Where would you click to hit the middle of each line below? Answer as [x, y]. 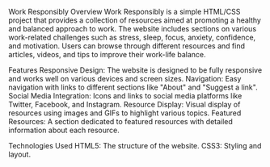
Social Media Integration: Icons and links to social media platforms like [125, 96]
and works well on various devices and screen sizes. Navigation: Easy [125, 79]
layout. [19, 154]
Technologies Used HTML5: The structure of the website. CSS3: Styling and [135, 146]
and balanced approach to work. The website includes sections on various [133, 29]
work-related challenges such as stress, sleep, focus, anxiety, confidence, [132, 37]
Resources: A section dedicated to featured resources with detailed [120, 121]
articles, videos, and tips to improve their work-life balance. [107, 54]
